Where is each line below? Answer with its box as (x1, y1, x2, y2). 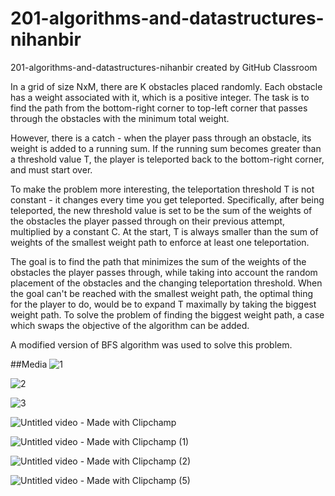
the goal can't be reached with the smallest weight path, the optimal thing (10, 287, 314, 299)
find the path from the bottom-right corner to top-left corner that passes (10, 102, 308, 114)
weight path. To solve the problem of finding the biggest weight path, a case (10, 308, 325, 321)
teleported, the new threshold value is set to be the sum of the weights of (10, 204, 313, 216)
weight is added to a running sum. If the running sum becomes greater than (10, 142, 322, 154)
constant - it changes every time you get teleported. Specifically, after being (10, 193, 325, 206)
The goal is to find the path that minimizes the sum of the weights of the (10, 255, 307, 267)
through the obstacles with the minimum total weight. (10, 112, 230, 124)
